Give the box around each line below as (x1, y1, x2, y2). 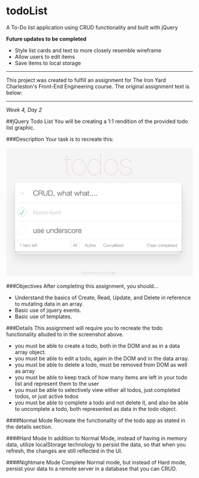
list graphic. (6, 124, 35, 131)
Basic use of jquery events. (14, 306, 82, 314)
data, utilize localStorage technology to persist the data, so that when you (6, 441, 186, 448)
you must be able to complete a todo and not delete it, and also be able (14, 399, 188, 406)
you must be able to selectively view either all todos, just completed (14, 386, 181, 393)
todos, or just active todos (14, 392, 79, 400)
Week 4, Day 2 (6, 106, 43, 113)
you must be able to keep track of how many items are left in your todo (14, 373, 188, 381)
